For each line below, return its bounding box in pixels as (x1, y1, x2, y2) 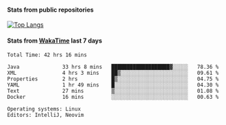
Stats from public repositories (7, 5, 94, 14)
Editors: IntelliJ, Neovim (7, 112, 84, 119)
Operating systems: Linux (7, 106, 81, 113)
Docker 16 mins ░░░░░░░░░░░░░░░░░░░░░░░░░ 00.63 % (7, 93, 219, 101)
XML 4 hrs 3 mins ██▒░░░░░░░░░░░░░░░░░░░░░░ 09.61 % (7, 69, 219, 77)
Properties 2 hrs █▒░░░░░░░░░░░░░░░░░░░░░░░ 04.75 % (7, 76, 219, 82)
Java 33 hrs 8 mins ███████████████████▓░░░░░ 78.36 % (7, 64, 219, 71)
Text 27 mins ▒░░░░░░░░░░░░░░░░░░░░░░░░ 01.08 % (7, 88, 219, 95)
